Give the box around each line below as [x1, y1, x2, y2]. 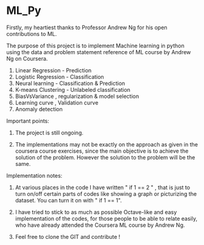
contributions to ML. [6, 30, 57, 37]
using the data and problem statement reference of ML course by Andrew [6, 48, 191, 55]
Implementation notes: [6, 171, 63, 179]
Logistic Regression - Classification [15, 73, 105, 80]
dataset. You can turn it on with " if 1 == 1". [15, 196, 122, 204]
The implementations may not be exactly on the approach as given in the [15, 140, 198, 148]
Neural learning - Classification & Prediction [15, 80, 125, 87]
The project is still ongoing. [15, 129, 84, 136]
